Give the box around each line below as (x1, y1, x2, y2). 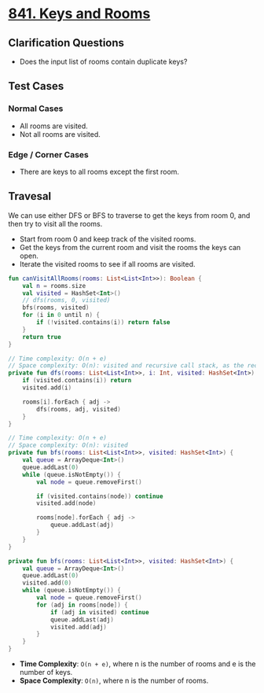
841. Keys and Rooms (8, 5, 151, 23)
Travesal (8, 190, 52, 203)
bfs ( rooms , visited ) (22, 304, 90, 311)
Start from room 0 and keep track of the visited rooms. (19, 234, 196, 244)
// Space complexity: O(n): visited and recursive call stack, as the (8, 362, 244, 370)
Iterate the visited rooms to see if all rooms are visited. (19, 259, 196, 268)
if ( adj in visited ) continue (49, 608, 149, 616)
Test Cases (8, 79, 64, 93)
